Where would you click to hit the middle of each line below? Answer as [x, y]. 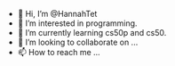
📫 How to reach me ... [59, 52]
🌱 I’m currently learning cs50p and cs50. [92, 33]
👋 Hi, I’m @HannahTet [57, 14]
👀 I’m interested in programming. [77, 23]
